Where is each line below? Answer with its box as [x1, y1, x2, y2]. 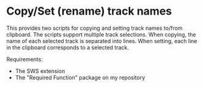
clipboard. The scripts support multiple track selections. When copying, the [6, 30, 196, 38]
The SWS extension [15, 67, 65, 74]
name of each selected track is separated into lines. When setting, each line [6, 37, 197, 44]
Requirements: [6, 55, 43, 63]
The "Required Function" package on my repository [15, 74, 146, 81]
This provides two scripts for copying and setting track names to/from [6, 24, 183, 32]
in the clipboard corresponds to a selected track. [6, 44, 130, 51]
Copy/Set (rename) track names [6, 4, 172, 18]
